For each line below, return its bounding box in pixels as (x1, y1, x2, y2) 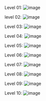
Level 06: (4, 52, 23, 58)
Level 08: (4, 71, 23, 77)
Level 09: (4, 81, 23, 86)
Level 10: (4, 90, 22, 96)
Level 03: (4, 24, 23, 29)
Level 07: (4, 62, 23, 67)
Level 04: (4, 33, 23, 39)
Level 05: (4, 43, 23, 49)
